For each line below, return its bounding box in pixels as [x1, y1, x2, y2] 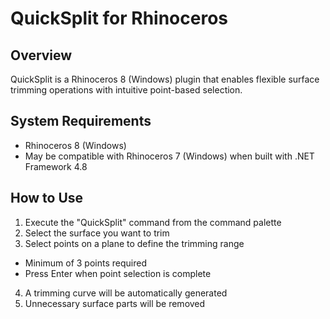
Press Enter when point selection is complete [24, 267, 212, 279]
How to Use [10, 190, 84, 207]
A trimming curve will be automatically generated [24, 287, 228, 299]
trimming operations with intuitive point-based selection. [10, 84, 243, 96]
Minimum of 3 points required [24, 257, 147, 269]
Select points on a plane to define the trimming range [24, 237, 245, 249]
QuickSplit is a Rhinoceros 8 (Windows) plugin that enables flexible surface [10, 73, 320, 85]
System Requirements [10, 113, 152, 130]
